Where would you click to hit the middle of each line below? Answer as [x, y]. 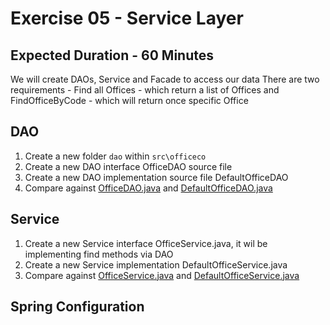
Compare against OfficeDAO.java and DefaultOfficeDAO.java [148, 188]
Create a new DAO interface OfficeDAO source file [128, 166]
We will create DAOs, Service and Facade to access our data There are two [165, 79]
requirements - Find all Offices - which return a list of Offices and [145, 90]
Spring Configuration [77, 307]
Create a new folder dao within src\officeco [115, 156]
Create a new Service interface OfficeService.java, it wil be [146, 243]
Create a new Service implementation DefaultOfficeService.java [156, 264]
